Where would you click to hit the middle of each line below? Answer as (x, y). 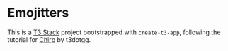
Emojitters (38, 13)
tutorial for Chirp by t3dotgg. (49, 39)
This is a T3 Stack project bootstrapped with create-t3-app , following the (114, 32)
